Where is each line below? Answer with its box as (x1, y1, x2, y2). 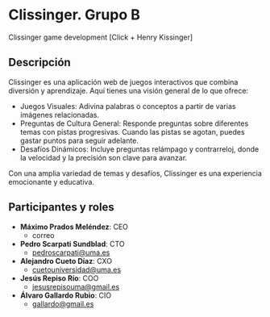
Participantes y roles (8, 200, 114, 215)
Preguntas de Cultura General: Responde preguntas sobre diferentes (19, 119, 249, 128)
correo (31, 230, 55, 240)
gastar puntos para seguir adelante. (19, 136, 139, 145)
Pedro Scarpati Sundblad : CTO (19, 239, 125, 248)
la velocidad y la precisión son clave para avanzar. (19, 152, 188, 162)
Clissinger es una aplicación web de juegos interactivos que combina (8, 77, 239, 86)
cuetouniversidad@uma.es (31, 265, 122, 274)
